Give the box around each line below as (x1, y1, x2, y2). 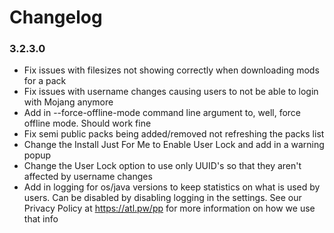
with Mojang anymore (23, 96, 114, 108)
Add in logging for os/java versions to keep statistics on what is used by (23, 181, 321, 193)
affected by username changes (23, 171, 153, 183)
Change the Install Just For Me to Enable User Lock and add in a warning (23, 139, 325, 151)
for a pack (23, 75, 67, 87)
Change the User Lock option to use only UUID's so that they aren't (23, 160, 302, 172)
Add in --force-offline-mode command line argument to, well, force (23, 107, 301, 119)
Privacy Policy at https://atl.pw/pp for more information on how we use (23, 202, 316, 215)
